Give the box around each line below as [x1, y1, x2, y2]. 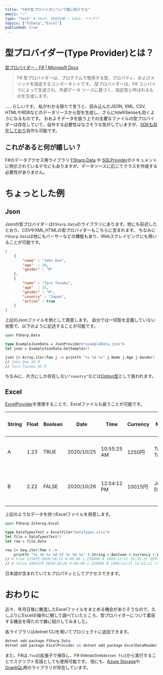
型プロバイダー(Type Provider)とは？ [5, 48, 154, 59]
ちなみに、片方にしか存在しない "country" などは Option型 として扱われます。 [5, 373, 156, 379]
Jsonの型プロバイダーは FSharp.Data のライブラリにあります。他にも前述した [5, 221, 157, 227]
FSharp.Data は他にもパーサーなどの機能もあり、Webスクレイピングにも [5, 233, 148, 239]
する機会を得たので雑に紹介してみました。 [5, 619, 90, 624]
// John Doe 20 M [5, 359, 40, 364]
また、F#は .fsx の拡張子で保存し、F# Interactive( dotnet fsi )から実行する [5, 652, 152, 658]
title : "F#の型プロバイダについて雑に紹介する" [5, 7, 91, 12]
